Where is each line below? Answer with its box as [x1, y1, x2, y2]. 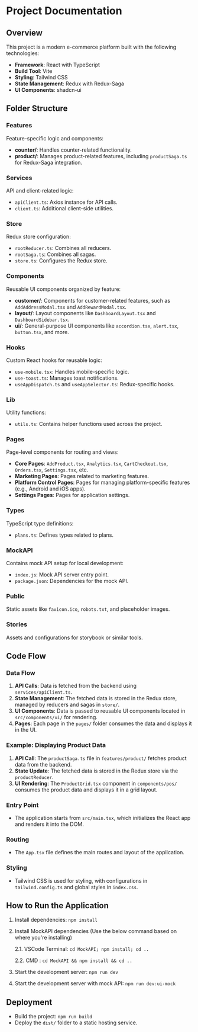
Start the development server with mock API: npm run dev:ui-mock [14, 980, 176, 987]
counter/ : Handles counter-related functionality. [14, 146, 132, 153]
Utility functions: [6, 409, 46, 416]
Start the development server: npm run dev [14, 969, 118, 976]
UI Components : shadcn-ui [14, 86, 82, 93]
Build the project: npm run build [14, 1013, 93, 1020]
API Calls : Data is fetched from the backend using [14, 682, 137, 690]
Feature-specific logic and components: [6, 134, 103, 142]
